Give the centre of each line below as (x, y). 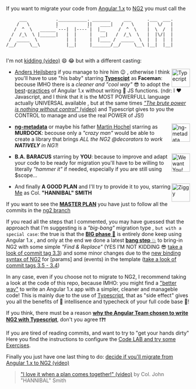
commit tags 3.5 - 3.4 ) (33, 265)
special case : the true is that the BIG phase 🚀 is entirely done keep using (94, 234)
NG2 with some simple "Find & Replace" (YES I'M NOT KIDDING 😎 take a (94, 247)
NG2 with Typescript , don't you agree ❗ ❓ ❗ (56, 319)
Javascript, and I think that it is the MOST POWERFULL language (92, 97)
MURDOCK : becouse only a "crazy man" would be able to (84, 133)
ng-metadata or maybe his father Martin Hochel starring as (86, 127)
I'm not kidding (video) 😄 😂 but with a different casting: (74, 60)
